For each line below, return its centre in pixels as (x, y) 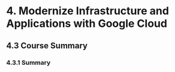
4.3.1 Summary (28, 62)
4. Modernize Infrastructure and (88, 11)
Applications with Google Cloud (87, 24)
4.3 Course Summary (47, 46)
